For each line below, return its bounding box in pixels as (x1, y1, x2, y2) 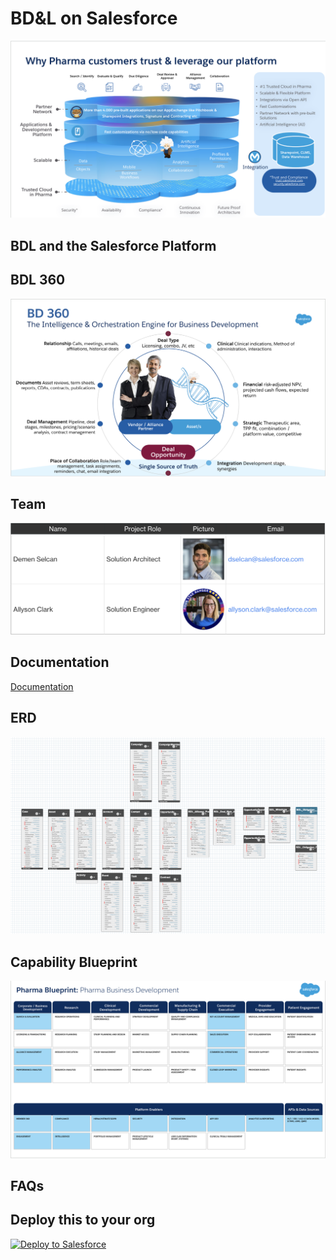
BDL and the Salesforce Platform (10, 237, 217, 254)
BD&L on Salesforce (10, 7, 178, 30)
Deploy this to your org (10, 1212, 156, 1229)
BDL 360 (10, 272, 66, 289)
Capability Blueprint (10, 953, 138, 971)
